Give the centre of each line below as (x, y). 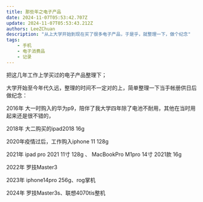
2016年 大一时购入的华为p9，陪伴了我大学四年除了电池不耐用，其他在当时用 (101, 108)
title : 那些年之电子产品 (34, 12)
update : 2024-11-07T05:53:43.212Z (50, 23)
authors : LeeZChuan (31, 29)
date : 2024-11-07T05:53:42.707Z (47, 18)
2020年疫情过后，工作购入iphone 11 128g (57, 141)
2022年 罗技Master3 (32, 167)
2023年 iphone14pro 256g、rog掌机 (51, 180)
